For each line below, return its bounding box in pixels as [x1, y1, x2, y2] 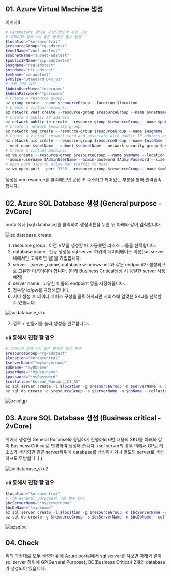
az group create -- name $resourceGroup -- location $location [5, 100, 138, 105]
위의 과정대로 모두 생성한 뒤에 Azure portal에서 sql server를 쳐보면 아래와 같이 [5, 553, 162, 559]
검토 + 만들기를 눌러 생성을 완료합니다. [12, 320, 89, 326]
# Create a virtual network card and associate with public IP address [5, 134, 160, 139]
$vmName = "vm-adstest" [5, 72, 51, 77]
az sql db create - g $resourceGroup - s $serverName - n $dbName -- [5, 389, 149, 394]
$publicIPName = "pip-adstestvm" [5, 58, 72, 63]
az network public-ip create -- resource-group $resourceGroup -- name [5, 119, 156, 125]
